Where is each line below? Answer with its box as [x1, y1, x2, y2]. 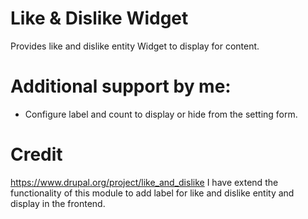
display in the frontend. [10, 197, 106, 209]
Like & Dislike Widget [10, 7, 189, 30]
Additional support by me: [10, 75, 232, 98]
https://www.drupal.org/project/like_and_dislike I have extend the [10, 176, 279, 188]
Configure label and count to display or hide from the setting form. [24, 108, 298, 120]
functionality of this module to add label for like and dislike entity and [10, 187, 295, 199]
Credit [10, 143, 63, 166]
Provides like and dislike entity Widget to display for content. [10, 40, 260, 52]
